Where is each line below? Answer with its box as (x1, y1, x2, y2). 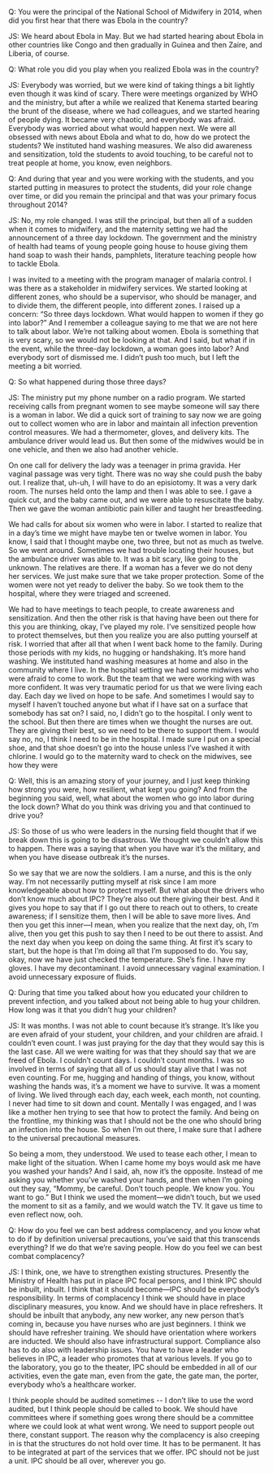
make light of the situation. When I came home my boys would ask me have (8, 1158, 262, 1167)
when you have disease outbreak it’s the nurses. (8, 853, 171, 862)
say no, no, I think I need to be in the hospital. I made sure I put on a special (8, 735, 262, 744)
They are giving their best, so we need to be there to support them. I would (8, 726, 259, 735)
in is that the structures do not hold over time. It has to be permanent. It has (8, 1439, 262, 1448)
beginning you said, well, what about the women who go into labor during (8, 793, 254, 803)
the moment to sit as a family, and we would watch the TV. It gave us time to (8, 1201, 263, 1210)
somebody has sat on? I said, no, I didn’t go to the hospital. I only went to (8, 708, 253, 717)
